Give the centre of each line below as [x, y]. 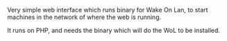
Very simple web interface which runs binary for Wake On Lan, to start [108, 10]
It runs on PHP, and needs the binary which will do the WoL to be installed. [114, 30]
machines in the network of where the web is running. [84, 17]
